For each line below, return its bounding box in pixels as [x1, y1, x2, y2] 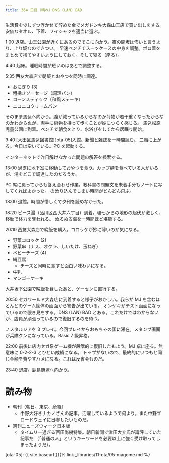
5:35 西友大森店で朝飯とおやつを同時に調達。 [5, 73, 100, 79]
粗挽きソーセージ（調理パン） [12, 90, 75, 96]
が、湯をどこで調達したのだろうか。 [5, 171, 80, 177]
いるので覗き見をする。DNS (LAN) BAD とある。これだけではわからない [9, 309, 159, 315]
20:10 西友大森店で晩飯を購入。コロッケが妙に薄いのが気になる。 [5, 226, 142, 232]
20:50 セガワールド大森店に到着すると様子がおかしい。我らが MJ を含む [5, 296, 156, 302]
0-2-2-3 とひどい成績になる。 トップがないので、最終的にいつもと [19, 349, 158, 355]
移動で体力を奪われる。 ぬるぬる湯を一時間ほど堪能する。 [5, 216, 126, 222]
